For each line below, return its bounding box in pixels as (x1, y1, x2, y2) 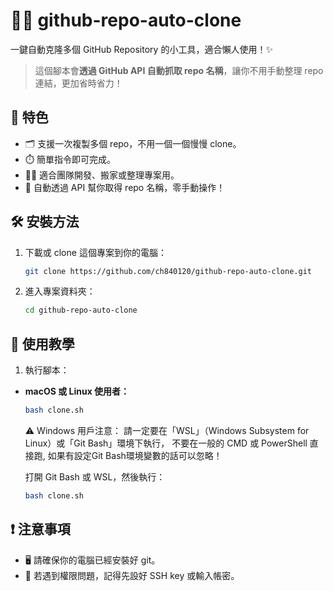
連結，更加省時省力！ (34, 77, 123, 89)
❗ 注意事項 (10, 521, 71, 538)
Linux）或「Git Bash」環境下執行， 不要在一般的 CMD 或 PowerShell (24, 437, 308, 449)
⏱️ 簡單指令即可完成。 (24, 153, 116, 165)
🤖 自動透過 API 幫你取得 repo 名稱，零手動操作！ (24, 181, 226, 193)
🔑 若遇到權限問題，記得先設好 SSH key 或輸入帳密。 (24, 569, 240, 581)
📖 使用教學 (10, 335, 75, 353)
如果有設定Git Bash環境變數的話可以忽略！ (47, 450, 223, 461)
